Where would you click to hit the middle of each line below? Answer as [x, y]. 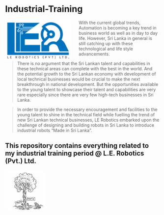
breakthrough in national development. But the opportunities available [88, 84]
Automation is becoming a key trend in [117, 27]
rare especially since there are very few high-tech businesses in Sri [85, 95]
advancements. [94, 54]
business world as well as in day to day [118, 33]
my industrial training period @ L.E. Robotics [75, 153]
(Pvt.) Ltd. [21, 161]
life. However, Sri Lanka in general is [115, 38]
